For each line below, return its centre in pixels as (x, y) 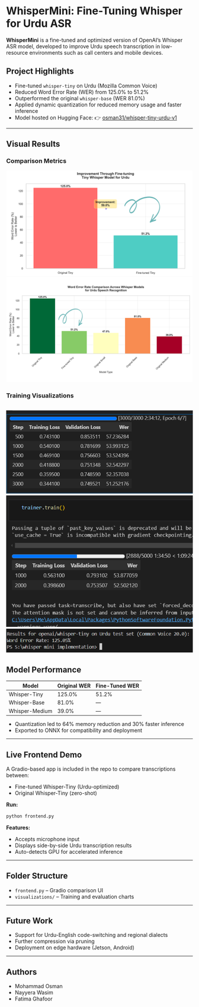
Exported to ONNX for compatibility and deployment (78, 730)
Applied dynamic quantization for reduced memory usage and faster (98, 105)
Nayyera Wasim (34, 993)
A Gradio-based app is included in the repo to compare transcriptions (91, 769)
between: (18, 775)
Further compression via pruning (54, 941)
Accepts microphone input (47, 839)
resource (17, 52)
